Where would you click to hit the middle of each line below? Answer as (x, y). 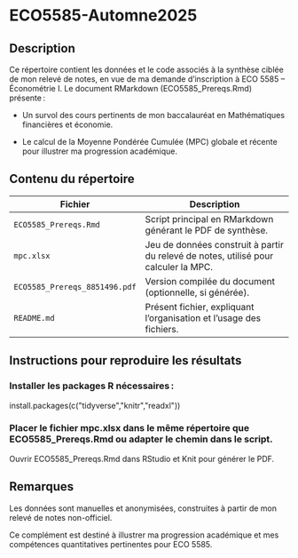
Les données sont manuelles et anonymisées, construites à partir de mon (143, 508)
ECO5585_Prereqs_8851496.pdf (75, 287)
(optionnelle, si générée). (197, 292)
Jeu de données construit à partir (214, 244)
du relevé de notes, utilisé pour (209, 256)
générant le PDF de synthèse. (207, 230)
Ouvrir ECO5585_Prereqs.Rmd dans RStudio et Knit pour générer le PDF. (142, 458)
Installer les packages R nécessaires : (92, 386)
